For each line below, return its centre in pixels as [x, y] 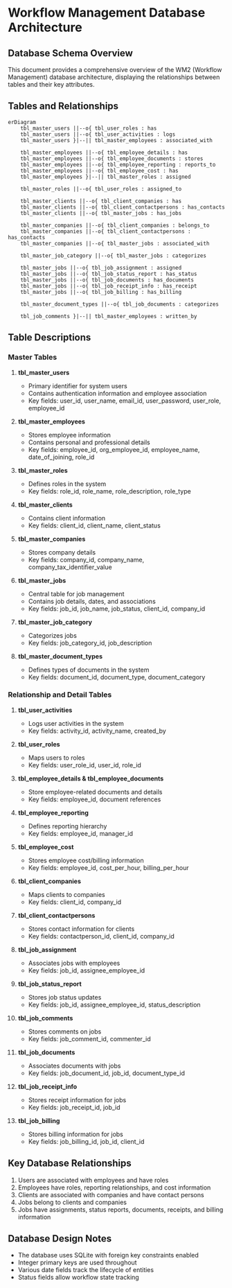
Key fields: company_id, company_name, [86, 559]
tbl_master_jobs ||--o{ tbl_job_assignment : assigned [101, 268]
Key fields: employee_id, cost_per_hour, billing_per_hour [108, 867]
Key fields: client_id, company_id [75, 902]
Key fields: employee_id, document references [95, 799]
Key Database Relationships [70, 1164]
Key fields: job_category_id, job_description [90, 643]
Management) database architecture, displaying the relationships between [114, 77]
